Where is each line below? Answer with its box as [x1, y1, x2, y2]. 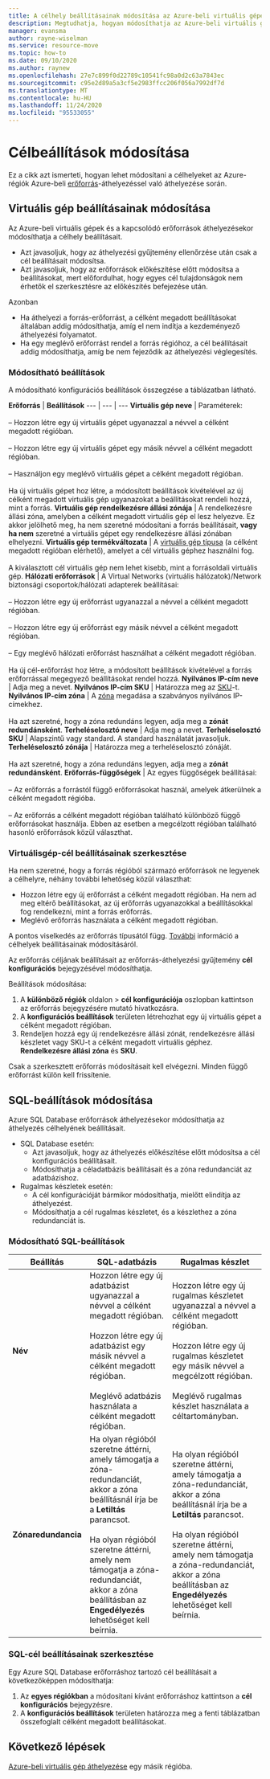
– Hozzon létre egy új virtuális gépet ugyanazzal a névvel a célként [8, 418, 229, 427]
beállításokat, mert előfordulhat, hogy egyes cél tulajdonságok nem [19, 272, 243, 282]
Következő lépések [8, 1740, 106, 1754]
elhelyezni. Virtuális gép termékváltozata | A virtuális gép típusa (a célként [8, 538, 259, 547]
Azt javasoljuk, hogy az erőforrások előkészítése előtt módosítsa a [19, 264, 239, 274]
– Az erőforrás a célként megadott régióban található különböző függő [8, 811, 241, 820]
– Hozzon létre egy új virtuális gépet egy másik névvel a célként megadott [8, 444, 253, 453]
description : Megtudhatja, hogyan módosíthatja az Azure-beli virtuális [8, 19, 257, 27]
